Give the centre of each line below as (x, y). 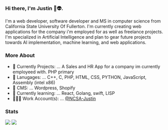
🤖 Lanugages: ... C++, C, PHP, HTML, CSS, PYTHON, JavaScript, (79, 77)
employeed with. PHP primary (43, 72)
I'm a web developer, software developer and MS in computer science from (83, 21)
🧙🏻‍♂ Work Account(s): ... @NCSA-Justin (54, 98)
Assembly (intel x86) (34, 82)
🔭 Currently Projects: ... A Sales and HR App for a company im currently (86, 66)
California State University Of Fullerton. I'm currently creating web (73, 27)
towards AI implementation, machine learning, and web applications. (76, 43)
